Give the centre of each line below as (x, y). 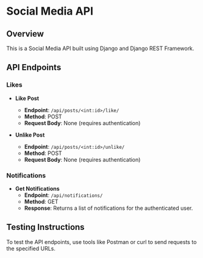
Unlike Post (30, 135)
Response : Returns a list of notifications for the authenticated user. (109, 208)
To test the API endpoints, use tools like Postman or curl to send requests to (101, 242)
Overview (25, 34)
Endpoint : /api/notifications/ (63, 195)
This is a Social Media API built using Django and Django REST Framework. (100, 48)
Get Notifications (37, 188)
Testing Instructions (45, 227)
